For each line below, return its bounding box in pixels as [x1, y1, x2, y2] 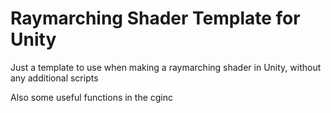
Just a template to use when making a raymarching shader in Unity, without [10, 61, 322, 73]
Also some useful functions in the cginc [10, 91, 174, 103]
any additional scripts [10, 72, 99, 84]
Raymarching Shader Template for [10, 7, 301, 30]
